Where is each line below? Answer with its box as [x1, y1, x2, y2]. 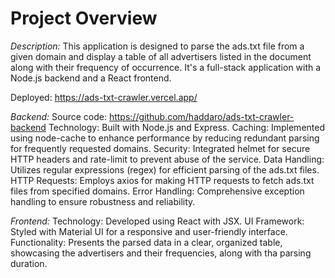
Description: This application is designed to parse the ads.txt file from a [10, 40, 305, 52]
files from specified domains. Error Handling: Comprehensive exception [10, 185, 305, 197]
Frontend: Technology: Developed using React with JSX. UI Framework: [10, 215, 305, 227]
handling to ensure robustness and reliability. [10, 195, 196, 207]
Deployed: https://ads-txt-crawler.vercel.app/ [10, 91, 198, 103]
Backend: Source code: [10, 110, 107, 122]
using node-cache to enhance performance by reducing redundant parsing [10, 132, 320, 144]
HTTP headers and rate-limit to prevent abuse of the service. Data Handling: [10, 153, 325, 165]
